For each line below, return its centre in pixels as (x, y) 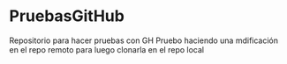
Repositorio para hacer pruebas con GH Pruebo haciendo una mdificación (144, 40)
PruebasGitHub (67, 16)
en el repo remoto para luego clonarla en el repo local (107, 49)
